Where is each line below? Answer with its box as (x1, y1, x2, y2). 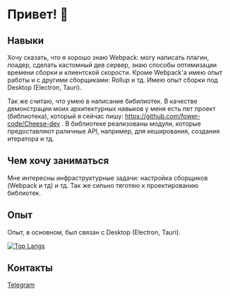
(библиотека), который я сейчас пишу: (7, 112, 123, 120)
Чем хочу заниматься (7, 155, 109, 167)
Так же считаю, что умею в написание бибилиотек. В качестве (7, 97, 198, 105)
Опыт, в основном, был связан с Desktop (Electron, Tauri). (7, 227, 181, 236)
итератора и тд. (7, 134, 54, 143)
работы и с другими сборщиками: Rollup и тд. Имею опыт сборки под (7, 76, 219, 84)
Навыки (7, 35, 44, 47)
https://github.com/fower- (124, 112, 201, 120)
